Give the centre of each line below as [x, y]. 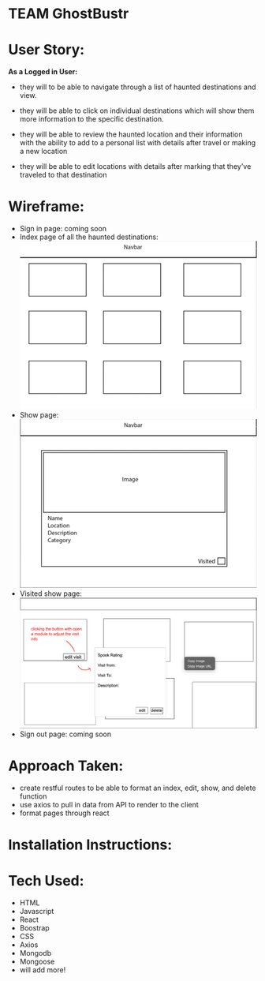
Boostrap [34, 928]
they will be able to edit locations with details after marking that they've [135, 167]
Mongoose [37, 962]
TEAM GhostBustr [69, 14]
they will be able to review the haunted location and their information [131, 134]
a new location [43, 152]
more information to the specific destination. [91, 119]
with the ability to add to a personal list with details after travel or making [138, 143]
